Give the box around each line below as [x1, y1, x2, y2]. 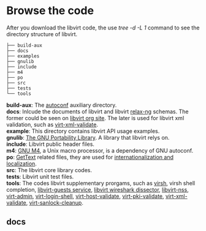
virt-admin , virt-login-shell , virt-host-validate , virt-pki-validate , [6, 192, 164, 200]
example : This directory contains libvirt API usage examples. [6, 127, 160, 135]
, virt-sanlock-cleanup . [26, 199, 84, 206]
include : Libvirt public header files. [6, 140, 95, 148]
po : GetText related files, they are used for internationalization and [6, 153, 174, 161]
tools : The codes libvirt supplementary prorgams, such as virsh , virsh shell [6, 179, 195, 187]
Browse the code [6, 4, 94, 18]
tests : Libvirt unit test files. [6, 173, 74, 180]
